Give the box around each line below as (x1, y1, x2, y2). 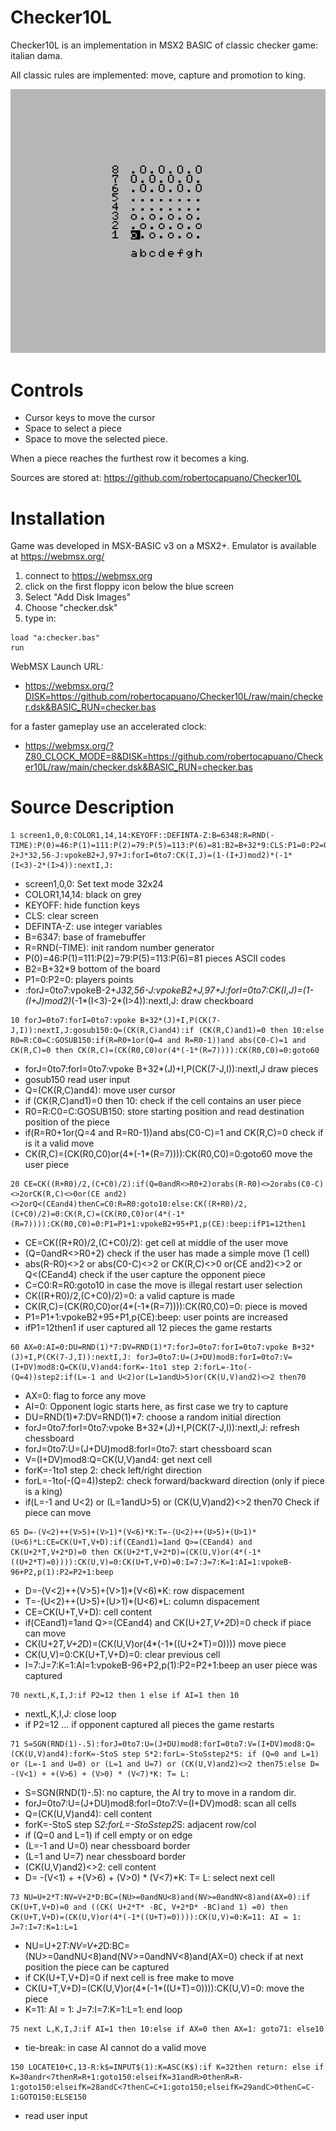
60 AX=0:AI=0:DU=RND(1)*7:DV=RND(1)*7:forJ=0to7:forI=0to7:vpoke (10, 1342, 288, 1353)
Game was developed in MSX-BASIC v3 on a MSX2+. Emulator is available (10, 540, 317, 552)
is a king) (24, 1486, 63, 1498)
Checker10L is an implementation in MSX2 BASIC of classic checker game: (10, 39, 318, 51)
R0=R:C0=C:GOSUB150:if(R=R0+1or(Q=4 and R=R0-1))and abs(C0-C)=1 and (10, 1036, 307, 1046)
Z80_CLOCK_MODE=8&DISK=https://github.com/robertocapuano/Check (24, 751, 324, 763)
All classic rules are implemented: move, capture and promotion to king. (10, 69, 307, 81)
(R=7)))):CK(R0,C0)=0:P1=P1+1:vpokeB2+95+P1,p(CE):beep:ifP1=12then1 (10, 1219, 307, 1230)
